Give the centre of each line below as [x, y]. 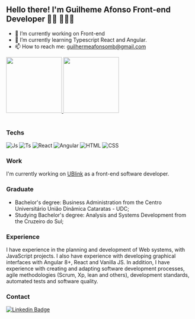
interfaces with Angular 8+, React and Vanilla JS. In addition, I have [88, 262]
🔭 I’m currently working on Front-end [60, 33]
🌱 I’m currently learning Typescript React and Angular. [81, 40]
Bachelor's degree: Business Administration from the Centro [88, 202]
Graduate [20, 189]
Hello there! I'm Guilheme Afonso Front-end [88, 10]
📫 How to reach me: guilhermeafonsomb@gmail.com [80, 46]
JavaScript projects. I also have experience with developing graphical [91, 256]
